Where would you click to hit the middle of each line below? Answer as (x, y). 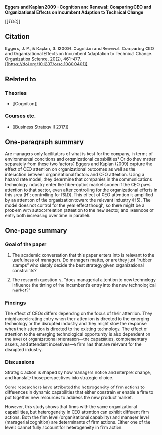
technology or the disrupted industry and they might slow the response (76, 323)
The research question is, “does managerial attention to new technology (84, 280)
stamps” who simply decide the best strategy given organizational (78, 265)
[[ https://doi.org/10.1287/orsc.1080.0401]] (46, 64)
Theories (16, 93)
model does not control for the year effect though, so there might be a (75, 205)
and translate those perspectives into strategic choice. (59, 377)
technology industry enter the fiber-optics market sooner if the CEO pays (78, 184)
